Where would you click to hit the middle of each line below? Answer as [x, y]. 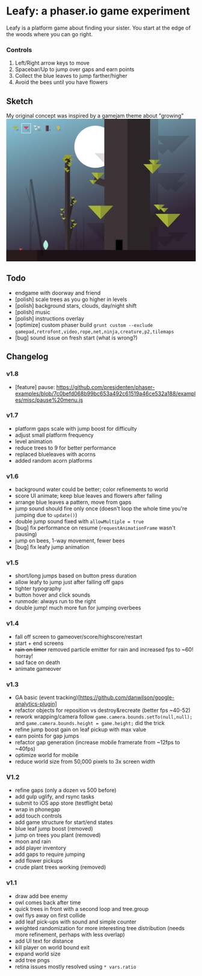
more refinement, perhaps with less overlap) [70, 934]
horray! [24, 656]
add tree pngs [32, 960]
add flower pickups [39, 861]
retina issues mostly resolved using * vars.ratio [75, 966]
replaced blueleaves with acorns [55, 454]
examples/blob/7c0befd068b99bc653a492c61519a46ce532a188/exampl [105, 393]
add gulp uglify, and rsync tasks [54, 797]
